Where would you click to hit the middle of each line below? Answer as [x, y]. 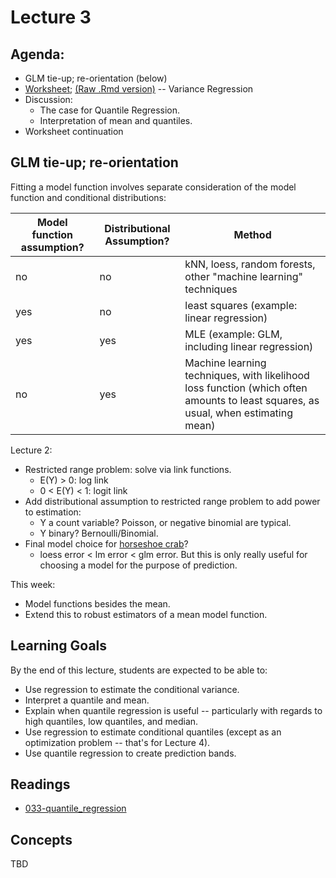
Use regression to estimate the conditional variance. [132, 689]
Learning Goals [59, 646]
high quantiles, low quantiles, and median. [111, 721]
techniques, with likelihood [247, 375]
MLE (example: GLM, [233, 334]
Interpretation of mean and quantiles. [116, 120]
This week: [33, 584]
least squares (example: [241, 305]
